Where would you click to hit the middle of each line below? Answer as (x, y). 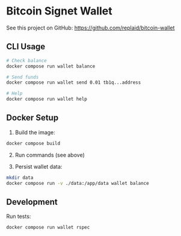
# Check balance (26, 61)
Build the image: (35, 132)
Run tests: (19, 216)
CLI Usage (26, 47)
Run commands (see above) (50, 155)
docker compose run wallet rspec (48, 228)
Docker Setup (32, 118)
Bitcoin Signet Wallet (59, 11)
